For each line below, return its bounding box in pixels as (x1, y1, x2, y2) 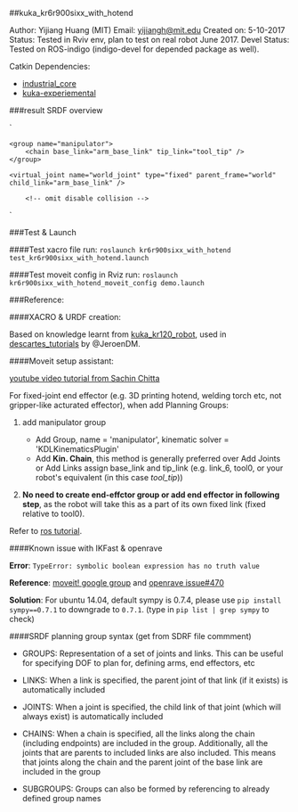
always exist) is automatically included (21, 711, 164, 721)
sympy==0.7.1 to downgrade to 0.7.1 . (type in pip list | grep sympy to (9, 604, 270, 614)
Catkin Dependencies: (9, 62, 91, 71)
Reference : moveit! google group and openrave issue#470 (9, 578, 225, 587)
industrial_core (21, 78, 77, 88)
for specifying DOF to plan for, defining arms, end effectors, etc (21, 658, 255, 668)
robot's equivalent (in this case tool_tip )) (35, 472, 184, 482)
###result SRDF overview (9, 105, 103, 115)
